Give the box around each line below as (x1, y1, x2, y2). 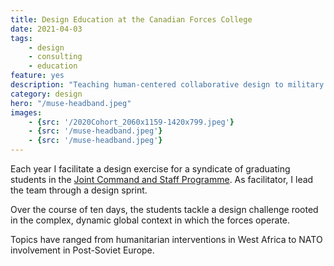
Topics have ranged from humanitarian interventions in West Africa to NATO (10, 234, 323, 245)
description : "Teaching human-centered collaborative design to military (10, 80, 325, 90)
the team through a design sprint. (10, 184, 148, 196)
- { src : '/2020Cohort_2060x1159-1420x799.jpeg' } (28, 117, 235, 127)
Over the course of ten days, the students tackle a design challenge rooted (10, 204, 319, 215)
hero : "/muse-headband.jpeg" (10, 98, 132, 108)
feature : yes (10, 71, 65, 81)
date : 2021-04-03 (10, 24, 83, 34)
